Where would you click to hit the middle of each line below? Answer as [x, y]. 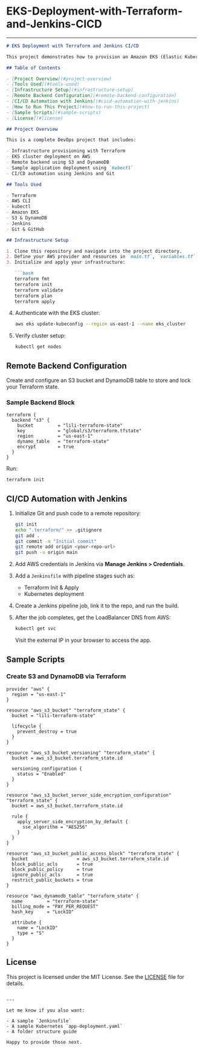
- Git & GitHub [25, 229]
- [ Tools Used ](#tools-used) [43, 84]
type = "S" [31, 933]
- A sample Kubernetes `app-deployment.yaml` [64, 1026]
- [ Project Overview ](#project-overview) [59, 79]
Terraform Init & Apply [52, 588]
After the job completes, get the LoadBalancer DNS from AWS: [93, 618]
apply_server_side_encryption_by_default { [73, 822]
